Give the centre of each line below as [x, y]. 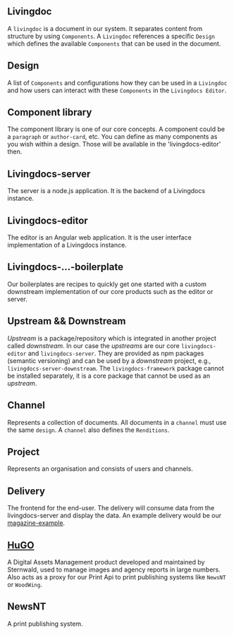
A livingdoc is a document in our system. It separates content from [105, 28]
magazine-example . [36, 523]
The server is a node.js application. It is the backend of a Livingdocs [106, 191]
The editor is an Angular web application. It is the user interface [99, 238]
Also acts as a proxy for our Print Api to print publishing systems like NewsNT [117, 577]
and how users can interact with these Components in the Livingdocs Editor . [117, 90]
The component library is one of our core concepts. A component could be [116, 129]
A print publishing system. [45, 624]
